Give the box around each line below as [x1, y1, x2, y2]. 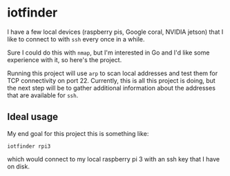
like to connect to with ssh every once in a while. [7, 35, 145, 43]
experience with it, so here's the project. [7, 55, 122, 63]
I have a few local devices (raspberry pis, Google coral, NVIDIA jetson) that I [7, 28, 224, 36]
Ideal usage [7, 111, 59, 123]
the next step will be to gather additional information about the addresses [7, 84, 216, 92]
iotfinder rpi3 [7, 143, 51, 150]
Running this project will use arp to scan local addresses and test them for [7, 69, 218, 77]
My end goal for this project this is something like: [7, 129, 149, 137]
